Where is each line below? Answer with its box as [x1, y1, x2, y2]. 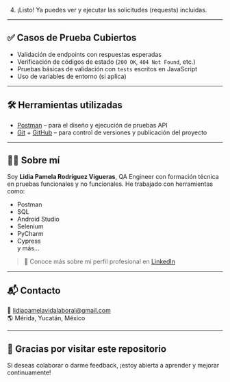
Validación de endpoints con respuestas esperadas [16, 50, 162, 58]
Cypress [16, 237, 41, 246]
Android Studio [16, 215, 60, 224]
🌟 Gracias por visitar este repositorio [7, 343, 166, 355]
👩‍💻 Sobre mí [7, 154, 60, 167]
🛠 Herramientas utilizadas [7, 99, 123, 111]
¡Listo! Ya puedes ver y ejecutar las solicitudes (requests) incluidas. [16, 6, 207, 14]
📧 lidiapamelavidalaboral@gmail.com [7, 307, 111, 315]
